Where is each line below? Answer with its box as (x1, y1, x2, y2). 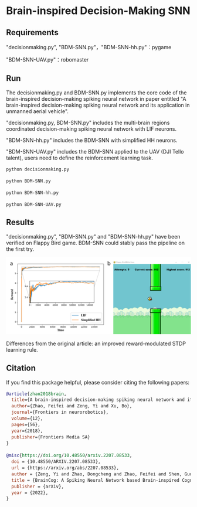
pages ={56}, (11, 421, 41, 427)
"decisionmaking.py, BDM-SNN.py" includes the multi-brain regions (6, 119, 170, 126)
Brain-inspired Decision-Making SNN (6, 4, 191, 18)
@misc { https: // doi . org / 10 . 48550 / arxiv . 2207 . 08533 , (6, 452, 133, 458)
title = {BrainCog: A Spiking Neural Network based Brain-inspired (11, 477, 180, 483)
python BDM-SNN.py (6, 178, 51, 184)
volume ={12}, (11, 416, 43, 421)
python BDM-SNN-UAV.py (6, 201, 62, 207)
